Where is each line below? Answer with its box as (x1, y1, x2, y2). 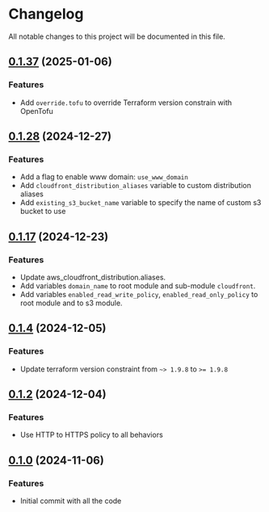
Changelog (8, 5, 84, 23)
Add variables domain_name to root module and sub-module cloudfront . (19, 281, 256, 291)
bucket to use (19, 207, 66, 216)
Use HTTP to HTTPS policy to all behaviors (19, 430, 163, 440)
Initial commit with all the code (19, 496, 122, 506)
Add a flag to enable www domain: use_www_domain (19, 172, 188, 182)
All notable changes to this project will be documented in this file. (8, 31, 226, 41)
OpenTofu (19, 106, 54, 115)
